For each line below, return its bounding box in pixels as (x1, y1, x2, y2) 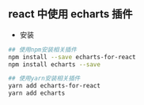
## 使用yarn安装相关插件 (8, 74, 81, 83)
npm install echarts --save (8, 60, 101, 69)
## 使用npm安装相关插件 (8, 46, 78, 54)
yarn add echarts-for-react (8, 82, 101, 90)
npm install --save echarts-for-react (8, 53, 136, 61)
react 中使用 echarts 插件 (8, 7, 133, 21)
